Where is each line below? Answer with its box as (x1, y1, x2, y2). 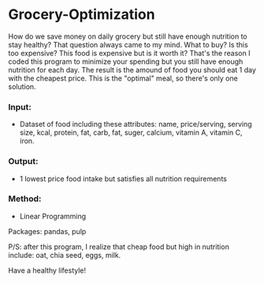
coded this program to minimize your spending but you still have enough (8, 57, 244, 66)
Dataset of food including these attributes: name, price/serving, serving (19, 120, 252, 129)
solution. (8, 81, 37, 91)
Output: (8, 156, 39, 167)
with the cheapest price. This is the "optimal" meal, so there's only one (8, 73, 238, 83)
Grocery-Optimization (8, 6, 155, 24)
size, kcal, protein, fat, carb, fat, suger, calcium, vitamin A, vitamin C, (19, 128, 243, 137)
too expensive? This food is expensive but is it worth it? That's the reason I (8, 48, 251, 58)
